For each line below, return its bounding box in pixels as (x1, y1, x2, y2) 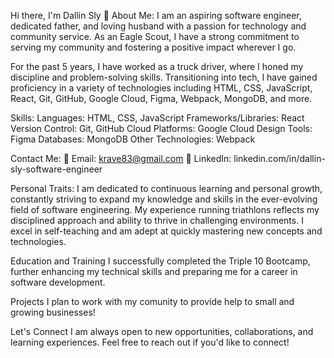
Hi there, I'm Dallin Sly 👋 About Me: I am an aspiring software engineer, (10, 10, 302, 21)
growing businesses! (10, 306, 96, 318)
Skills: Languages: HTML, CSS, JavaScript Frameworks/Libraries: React (10, 112, 305, 124)
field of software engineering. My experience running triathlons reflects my (10, 204, 320, 215)
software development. (10, 276, 106, 288)
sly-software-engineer (10, 163, 103, 175)
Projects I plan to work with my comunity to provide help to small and (10, 296, 295, 307)
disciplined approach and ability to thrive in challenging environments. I (10, 215, 304, 226)
